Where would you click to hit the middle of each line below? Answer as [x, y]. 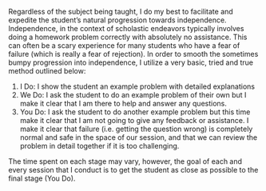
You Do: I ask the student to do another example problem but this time [135, 112]
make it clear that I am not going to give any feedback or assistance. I [134, 120]
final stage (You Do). [42, 178]
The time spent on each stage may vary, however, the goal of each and [125, 161]
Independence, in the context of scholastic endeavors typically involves [126, 28]
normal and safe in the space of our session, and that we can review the [139, 137]
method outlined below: [47, 71]
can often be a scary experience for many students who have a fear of [124, 46]
